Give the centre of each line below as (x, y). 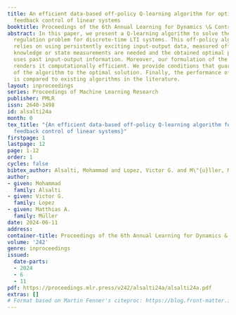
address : (20, 229)
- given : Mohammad (34, 183)
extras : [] (23, 294)
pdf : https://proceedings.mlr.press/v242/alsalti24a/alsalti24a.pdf (110, 288)
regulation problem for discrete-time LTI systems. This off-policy (116, 40)
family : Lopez (34, 203)
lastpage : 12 (26, 145)
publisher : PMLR (31, 99)
